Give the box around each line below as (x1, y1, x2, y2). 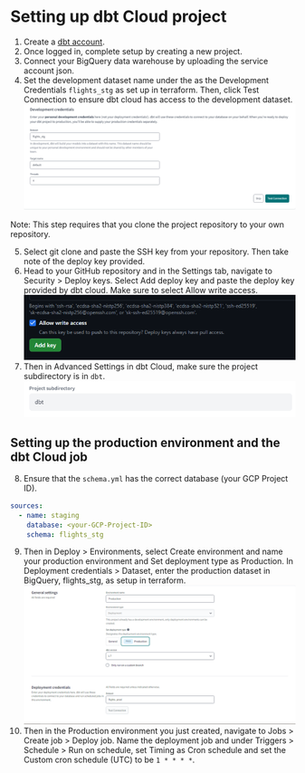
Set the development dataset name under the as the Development (23, 74, 270, 85)
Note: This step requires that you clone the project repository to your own (10, 219, 284, 230)
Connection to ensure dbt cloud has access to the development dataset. (23, 93, 293, 105)
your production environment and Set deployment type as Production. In (23, 556, 293, 567)
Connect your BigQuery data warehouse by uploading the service (23, 55, 269, 66)
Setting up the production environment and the (10, 434, 281, 450)
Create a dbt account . (23, 36, 105, 47)
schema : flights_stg (26, 530, 104, 539)
